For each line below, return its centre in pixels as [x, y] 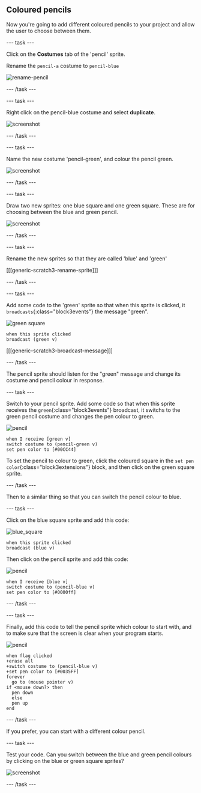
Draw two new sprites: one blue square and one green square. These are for [100, 205]
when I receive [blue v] [37, 582]
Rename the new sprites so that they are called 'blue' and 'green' [87, 259]
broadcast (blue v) [31, 548]
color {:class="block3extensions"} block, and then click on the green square [100, 467]
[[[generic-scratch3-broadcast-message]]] [59, 351]
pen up [20, 703]
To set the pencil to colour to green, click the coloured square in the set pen [100, 461]
